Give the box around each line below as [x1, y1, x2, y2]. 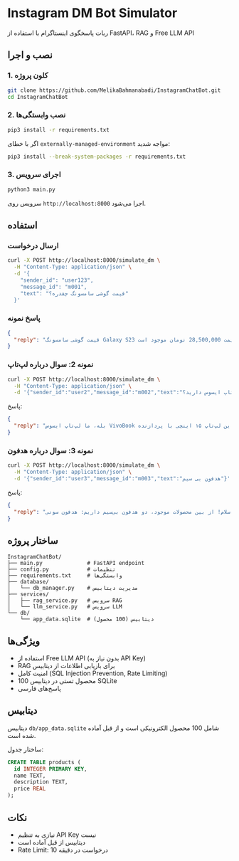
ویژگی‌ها [7, 635, 41, 647]
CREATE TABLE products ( [7, 759, 81, 766]
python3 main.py [7, 186, 55, 193]
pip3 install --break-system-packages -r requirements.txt [7, 153, 186, 160]
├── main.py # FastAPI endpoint [7, 560, 144, 567]
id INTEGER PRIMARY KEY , [14, 765, 87, 773]
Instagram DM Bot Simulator [7, 5, 178, 21]
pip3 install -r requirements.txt [7, 126, 110, 133]
